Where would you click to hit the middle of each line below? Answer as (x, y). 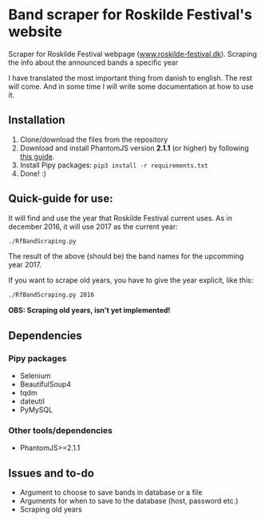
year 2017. (25, 265)
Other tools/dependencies (61, 430)
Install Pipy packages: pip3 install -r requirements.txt (114, 165)
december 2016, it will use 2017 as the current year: (93, 227)
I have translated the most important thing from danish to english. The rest (131, 78)
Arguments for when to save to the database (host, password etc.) (129, 501)
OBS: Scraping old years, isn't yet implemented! (89, 311)
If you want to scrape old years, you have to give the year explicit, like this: (131, 280)
